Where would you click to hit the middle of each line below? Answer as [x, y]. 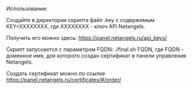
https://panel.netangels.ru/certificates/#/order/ [64, 80]
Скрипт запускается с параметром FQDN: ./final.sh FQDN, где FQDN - [95, 49]
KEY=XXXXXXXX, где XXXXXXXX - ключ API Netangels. [76, 26]
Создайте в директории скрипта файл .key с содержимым [80, 20]
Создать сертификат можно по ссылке [56, 73]
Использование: [27, 9]
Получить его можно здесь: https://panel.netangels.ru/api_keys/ [86, 38]
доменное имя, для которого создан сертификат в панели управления [96, 55]
